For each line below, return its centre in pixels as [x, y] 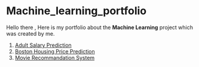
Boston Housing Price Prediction [55, 51]
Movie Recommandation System [55, 58]
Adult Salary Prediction [43, 45]
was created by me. [30, 33]
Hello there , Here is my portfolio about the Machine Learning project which [99, 27]
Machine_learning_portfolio [76, 11]
